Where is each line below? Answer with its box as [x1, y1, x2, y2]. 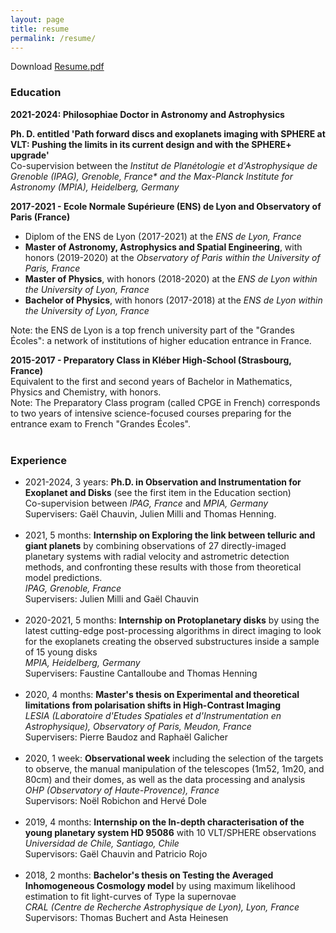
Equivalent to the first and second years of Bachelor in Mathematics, [10, 375, 293, 387]
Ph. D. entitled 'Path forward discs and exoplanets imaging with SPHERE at [10, 127, 326, 140]
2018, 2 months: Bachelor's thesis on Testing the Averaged [24, 869, 274, 881]
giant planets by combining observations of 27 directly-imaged [24, 539, 287, 551]
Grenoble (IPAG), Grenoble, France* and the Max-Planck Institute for [10, 170, 294, 182]
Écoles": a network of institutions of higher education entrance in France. [10, 334, 312, 346]
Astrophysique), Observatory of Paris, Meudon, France [24, 720, 252, 732]
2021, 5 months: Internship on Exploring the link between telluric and [24, 529, 316, 541]
